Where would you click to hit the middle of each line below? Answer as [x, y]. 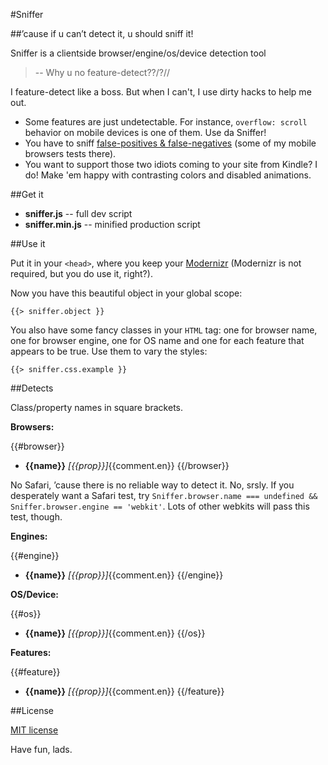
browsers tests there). [70, 153]
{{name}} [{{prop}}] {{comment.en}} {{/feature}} [124, 691]
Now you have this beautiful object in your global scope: [126, 293]
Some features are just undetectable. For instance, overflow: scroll [166, 122]
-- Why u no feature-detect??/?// [102, 72]
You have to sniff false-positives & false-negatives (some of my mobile [170, 143]
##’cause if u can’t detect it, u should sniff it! [102, 33]
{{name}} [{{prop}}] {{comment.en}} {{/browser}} [127, 465]
